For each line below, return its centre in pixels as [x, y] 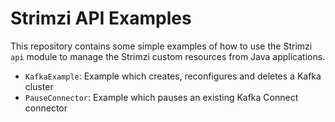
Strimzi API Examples [101, 18]
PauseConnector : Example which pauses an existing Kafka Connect [161, 97]
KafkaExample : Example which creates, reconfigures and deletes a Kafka [173, 76]
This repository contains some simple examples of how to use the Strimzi [161, 46]
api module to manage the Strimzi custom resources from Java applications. [168, 56]
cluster [39, 86]
